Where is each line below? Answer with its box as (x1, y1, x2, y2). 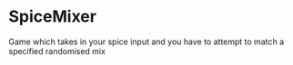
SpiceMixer (8, 6, 97, 27)
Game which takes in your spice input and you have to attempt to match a (8, 36, 285, 47)
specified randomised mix (8, 45, 106, 56)
